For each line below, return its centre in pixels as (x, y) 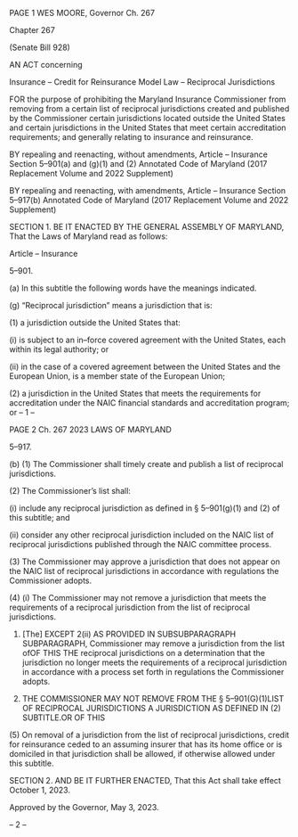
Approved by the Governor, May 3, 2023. (84, 807)
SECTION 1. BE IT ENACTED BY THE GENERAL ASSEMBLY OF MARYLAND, (147, 227)
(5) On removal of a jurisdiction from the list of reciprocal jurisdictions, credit (149, 735)
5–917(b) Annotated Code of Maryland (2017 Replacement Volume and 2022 (149, 200)
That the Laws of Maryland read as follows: (89, 236)
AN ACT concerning (46, 65)
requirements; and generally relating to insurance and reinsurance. (131, 137)
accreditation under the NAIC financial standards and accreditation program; (149, 403)
